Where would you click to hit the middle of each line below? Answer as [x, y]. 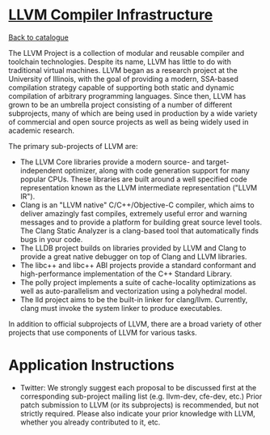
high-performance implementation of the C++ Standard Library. [126, 274]
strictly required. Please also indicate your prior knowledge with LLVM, [138, 413]
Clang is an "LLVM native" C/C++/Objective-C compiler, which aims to [137, 205]
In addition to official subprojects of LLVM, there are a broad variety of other [135, 324]
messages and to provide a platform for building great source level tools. [141, 222]
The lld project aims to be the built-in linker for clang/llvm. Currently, [134, 299]
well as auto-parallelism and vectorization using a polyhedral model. [134, 291]
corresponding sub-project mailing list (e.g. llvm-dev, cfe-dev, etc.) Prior [141, 396]
